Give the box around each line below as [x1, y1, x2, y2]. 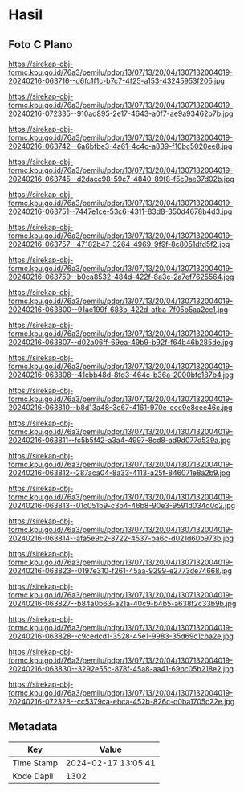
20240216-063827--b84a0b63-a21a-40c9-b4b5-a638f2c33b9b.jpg [8, 599, 237, 608]
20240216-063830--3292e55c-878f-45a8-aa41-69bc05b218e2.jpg [8, 664, 234, 673]
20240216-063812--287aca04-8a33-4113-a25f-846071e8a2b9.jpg [8, 468, 230, 478]
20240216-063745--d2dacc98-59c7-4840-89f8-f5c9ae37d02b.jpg [8, 174, 234, 183]
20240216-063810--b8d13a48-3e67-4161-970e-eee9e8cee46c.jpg [8, 403, 233, 412]
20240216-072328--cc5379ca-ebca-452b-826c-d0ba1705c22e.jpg [8, 697, 235, 706]
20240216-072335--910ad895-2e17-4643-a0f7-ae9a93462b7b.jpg [8, 109, 234, 118]
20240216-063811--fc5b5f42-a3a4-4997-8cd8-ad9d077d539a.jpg [8, 436, 231, 445]
